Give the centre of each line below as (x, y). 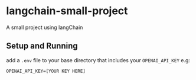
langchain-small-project (67, 11)
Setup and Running (42, 46)
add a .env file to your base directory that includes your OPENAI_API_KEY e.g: (98, 60)
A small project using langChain (45, 27)
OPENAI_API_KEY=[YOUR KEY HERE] (46, 71)
